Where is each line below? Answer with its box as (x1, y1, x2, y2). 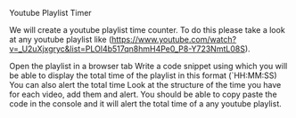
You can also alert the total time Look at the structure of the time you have (9, 80, 282, 90)
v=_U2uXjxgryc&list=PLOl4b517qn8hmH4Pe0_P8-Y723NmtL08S (9, 43, 245, 54)
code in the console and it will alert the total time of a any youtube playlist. (9, 98, 283, 109)
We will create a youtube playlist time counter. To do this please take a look (9, 25, 285, 35)
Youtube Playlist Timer (9, 8, 92, 18)
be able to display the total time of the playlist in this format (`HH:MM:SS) (9, 70, 278, 81)
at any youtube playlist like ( (9, 35, 112, 44)
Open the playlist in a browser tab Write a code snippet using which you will (9, 61, 288, 71)
